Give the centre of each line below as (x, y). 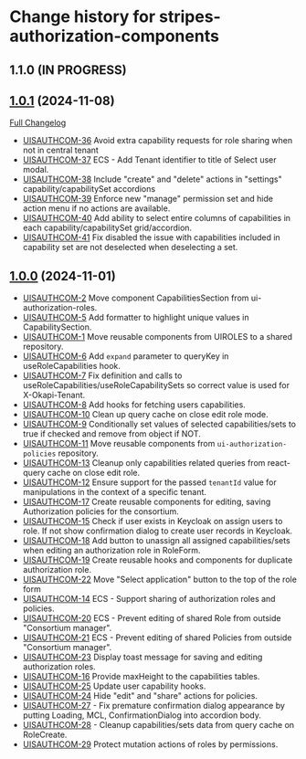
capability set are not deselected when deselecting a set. (130, 248)
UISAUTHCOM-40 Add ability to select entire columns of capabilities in (156, 218)
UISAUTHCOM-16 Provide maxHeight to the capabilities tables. (141, 677)
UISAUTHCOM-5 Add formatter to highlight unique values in (136, 318)
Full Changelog (38, 123)
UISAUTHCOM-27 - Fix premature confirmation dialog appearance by (154, 706)
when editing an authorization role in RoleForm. (111, 551)
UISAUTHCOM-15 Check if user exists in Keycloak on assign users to (153, 522)
